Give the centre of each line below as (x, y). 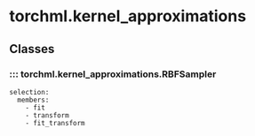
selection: (29, 92)
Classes (32, 49)
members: (33, 100)
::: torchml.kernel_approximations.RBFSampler (113, 74)
